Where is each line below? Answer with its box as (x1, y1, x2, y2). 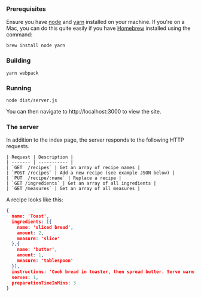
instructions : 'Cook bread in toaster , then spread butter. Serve (11, 268, 181, 275)
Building (6, 56, 31, 65)
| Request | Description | (6, 154, 74, 160)
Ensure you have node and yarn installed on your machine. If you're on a (6, 19, 185, 26)
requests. (6, 143, 30, 150)
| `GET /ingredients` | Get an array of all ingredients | (6, 180, 157, 186)
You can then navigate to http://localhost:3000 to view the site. (6, 108, 162, 115)
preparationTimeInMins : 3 (11, 280, 77, 286)
